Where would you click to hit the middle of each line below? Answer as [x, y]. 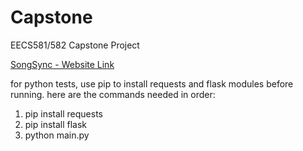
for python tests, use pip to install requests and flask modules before [152, 83]
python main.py [57, 135]
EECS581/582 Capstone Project [75, 45]
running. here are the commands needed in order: [113, 94]
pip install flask [56, 124]
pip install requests [63, 113]
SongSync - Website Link [62, 64]
